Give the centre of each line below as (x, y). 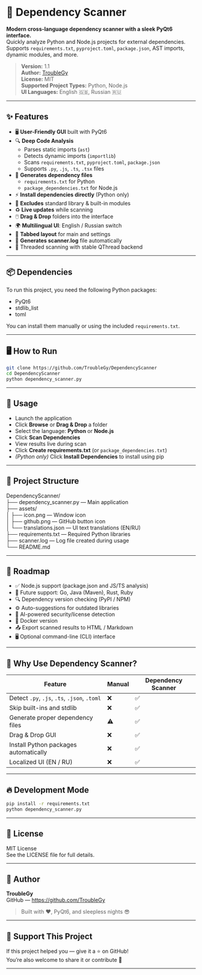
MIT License (22, 848)
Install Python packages (43, 745)
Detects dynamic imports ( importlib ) (70, 155)
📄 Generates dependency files (54, 175)
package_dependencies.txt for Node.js (71, 188)
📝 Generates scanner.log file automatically (68, 240)
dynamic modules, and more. (42, 54)
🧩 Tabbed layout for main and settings (63, 234)
